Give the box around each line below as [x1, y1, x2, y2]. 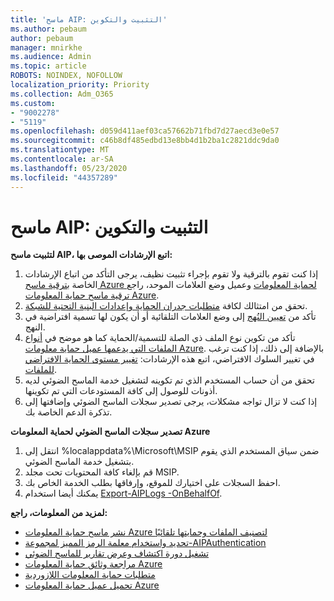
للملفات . [24, 364, 57, 376]
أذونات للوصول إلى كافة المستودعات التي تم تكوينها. [24, 385, 218, 397]
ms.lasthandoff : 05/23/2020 [10, 163, 128, 173]
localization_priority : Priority [10, 80, 150, 90]
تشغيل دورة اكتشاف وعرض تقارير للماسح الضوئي [24, 547, 210, 560]
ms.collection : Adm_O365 [10, 89, 114, 99]
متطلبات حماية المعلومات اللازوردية [24, 569, 156, 581]
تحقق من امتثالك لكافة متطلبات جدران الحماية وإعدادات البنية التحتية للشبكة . [24, 300, 308, 312]
